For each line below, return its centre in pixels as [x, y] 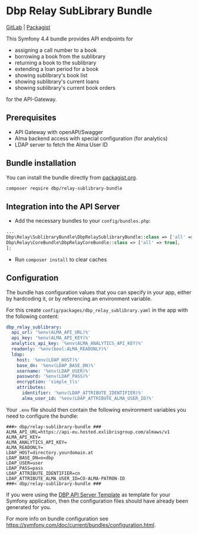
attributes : [31, 388]
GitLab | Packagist [28, 27]
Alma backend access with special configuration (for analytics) [91, 138]
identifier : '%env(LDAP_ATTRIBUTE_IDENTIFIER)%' [82, 393]
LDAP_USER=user [25, 463]
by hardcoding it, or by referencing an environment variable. [79, 298]
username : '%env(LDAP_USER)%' [54, 371]
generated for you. [29, 507]
